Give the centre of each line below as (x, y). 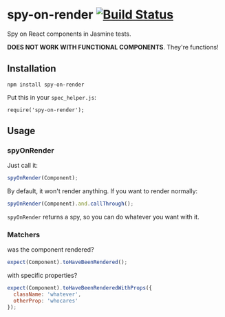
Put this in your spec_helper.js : (52, 97)
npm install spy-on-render (46, 85)
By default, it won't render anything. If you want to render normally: (103, 191)
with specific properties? (42, 276)
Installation (32, 69)
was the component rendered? (51, 250)
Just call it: (22, 166)
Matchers (23, 235)
